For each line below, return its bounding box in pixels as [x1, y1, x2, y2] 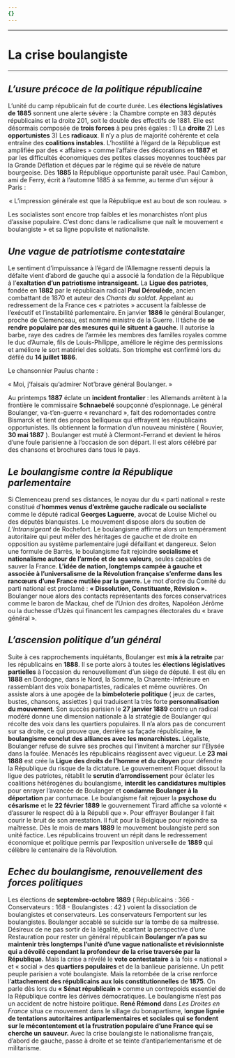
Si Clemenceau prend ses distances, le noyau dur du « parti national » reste [8, 495, 226, 504]
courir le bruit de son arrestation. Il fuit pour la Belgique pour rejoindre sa [8, 816, 218, 824]
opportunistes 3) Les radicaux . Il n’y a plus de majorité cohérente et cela [8, 131, 219, 140]
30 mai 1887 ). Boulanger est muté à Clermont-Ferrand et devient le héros [8, 431, 221, 439]
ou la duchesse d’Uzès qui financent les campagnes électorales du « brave [8, 607, 224, 615]
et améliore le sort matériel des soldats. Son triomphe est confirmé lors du [8, 346, 222, 354]
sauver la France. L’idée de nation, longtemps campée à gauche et [8, 562, 203, 570]
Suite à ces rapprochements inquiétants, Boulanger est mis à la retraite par [8, 652, 224, 661]
